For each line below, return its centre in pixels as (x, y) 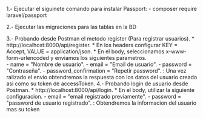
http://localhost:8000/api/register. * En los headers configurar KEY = (92, 45)
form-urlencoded (28, 58)
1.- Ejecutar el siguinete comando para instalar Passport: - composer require (101, 9)
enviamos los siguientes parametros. (101, 58)
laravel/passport (27, 15)
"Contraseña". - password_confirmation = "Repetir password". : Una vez (96, 71)
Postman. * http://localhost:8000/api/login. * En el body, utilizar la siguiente (101, 90)
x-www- (176, 51)
